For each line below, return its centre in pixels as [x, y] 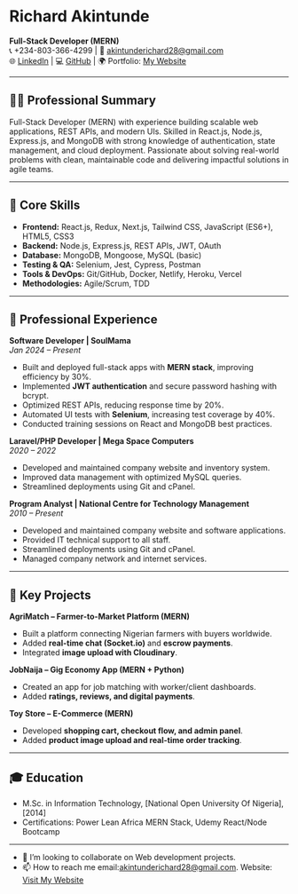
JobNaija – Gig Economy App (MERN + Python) [97, 670]
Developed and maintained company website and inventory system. [146, 468]
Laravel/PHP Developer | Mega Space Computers [102, 441]
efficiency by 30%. [56, 377]
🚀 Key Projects [50, 595]
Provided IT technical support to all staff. [96, 540]
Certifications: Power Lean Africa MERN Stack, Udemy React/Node [145, 822]
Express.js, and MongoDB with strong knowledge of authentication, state [142, 140]
